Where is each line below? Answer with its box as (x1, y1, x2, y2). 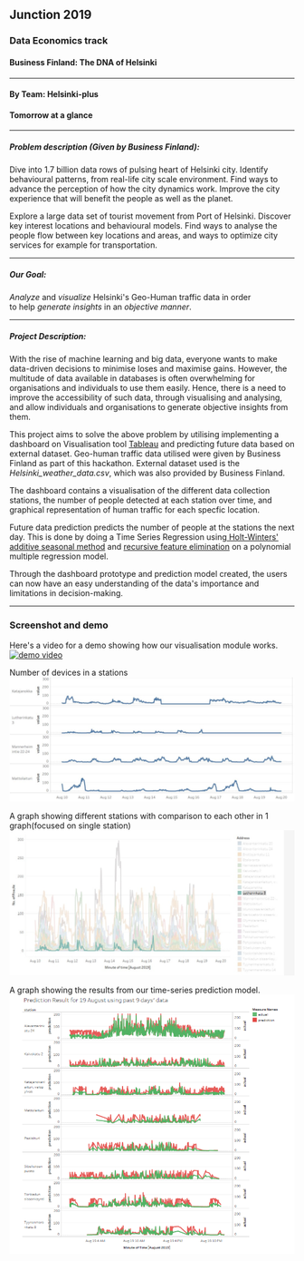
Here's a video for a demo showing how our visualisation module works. (9, 640, 279, 650)
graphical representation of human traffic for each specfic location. (9, 504, 261, 515)
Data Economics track (9, 34, 109, 47)
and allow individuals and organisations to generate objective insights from (9, 402, 289, 413)
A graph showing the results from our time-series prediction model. (9, 984, 261, 996)
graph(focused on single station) (9, 820, 131, 831)
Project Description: (9, 330, 87, 341)
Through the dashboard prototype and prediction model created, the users (9, 569, 288, 580)
